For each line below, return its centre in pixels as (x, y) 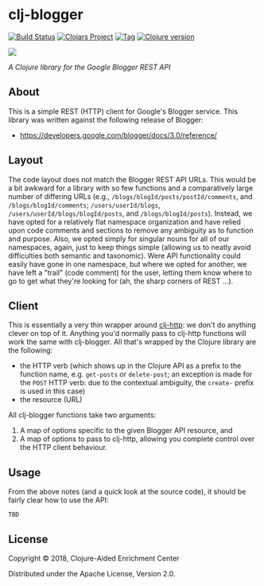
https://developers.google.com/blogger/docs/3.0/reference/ (118, 135)
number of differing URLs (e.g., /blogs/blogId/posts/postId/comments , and (130, 196)
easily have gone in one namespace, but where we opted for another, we (128, 264)
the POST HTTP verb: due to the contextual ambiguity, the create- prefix (137, 383)
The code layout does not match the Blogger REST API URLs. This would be (132, 179)
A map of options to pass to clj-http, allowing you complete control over (137, 439)
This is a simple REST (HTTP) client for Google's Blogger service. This (123, 111)
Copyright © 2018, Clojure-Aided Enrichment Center (94, 558)
